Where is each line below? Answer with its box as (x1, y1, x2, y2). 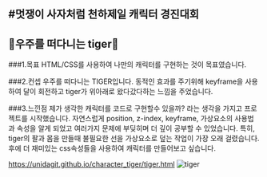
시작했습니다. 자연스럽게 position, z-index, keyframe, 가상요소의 (29, 114, 233, 124)
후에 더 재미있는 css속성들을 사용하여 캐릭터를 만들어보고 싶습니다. (8, 144, 217, 153)
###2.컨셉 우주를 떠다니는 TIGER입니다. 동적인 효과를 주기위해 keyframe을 (8, 77, 244, 86)
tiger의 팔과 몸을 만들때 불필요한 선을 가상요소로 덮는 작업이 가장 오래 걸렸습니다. (8, 134, 260, 144)
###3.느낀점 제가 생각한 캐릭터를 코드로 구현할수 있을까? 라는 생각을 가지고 (8, 104, 242, 113)
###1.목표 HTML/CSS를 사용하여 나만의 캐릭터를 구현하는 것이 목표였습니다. (8, 60, 247, 69)
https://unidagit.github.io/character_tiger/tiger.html (8, 159, 175, 169)
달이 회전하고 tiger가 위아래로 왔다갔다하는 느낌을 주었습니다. (22, 87, 213, 96)
